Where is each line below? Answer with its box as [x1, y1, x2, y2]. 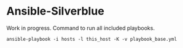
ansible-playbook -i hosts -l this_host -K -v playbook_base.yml [6, 36, 177, 42]
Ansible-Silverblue [6, 4, 104, 18]
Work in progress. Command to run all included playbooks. [6, 24, 155, 32]
